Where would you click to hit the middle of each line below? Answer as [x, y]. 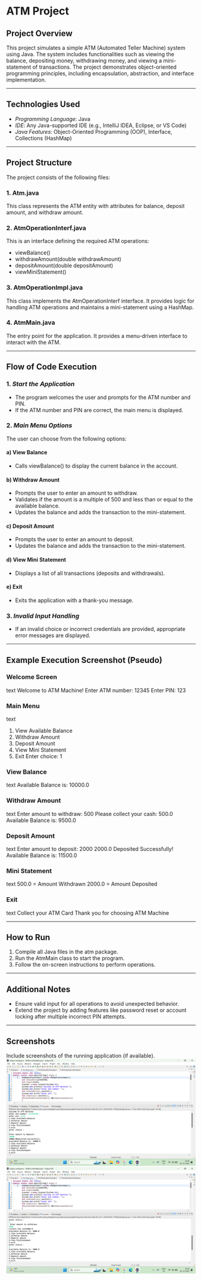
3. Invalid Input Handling [43, 616]
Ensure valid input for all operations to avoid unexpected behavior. [97, 1004]
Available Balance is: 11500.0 [41, 855]
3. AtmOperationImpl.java [44, 287]
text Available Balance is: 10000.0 [48, 785]
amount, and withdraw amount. [45, 212]
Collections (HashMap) [43, 138]
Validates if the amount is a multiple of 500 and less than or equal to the [104, 500]
